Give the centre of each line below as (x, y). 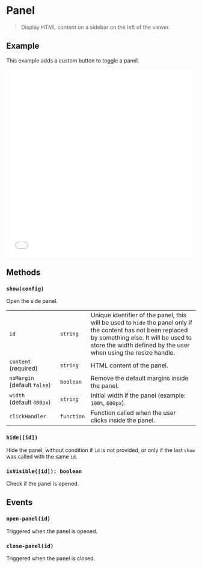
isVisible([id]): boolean (44, 471)
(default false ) (30, 385)
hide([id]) (22, 438)
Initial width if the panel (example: (138, 395)
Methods (23, 273)
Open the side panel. (32, 301)
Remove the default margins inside (139, 378)
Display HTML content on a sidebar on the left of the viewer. (95, 27)
